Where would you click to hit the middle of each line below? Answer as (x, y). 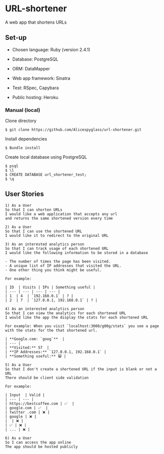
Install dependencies (26, 139)
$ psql (12, 166)
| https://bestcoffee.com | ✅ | (40, 404)
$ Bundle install (23, 148)
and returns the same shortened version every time (59, 218)
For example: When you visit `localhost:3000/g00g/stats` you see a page (82, 326)
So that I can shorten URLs (34, 210)
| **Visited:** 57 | (27, 348)
